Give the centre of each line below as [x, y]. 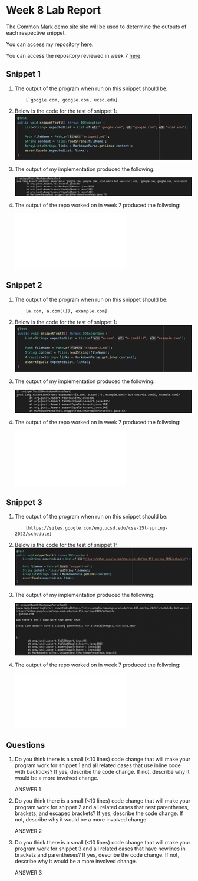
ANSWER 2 [28, 831]
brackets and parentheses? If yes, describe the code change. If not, [97, 855]
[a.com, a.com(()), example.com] [67, 311]
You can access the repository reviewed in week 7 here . [74, 55]
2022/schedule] [33, 534]
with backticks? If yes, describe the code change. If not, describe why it [102, 772]
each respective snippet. [36, 32]
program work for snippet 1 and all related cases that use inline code [98, 765]
